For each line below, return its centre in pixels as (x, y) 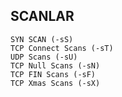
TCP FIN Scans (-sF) (53, 74)
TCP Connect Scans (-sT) (62, 48)
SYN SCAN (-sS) (42, 39)
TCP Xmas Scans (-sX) (55, 83)
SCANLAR (42, 16)
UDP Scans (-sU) (44, 57)
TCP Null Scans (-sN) (55, 65)
